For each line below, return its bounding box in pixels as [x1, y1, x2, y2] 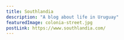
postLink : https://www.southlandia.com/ [6, 25, 106, 31]
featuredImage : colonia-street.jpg [6, 19, 93, 25]
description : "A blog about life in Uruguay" [6, 14, 119, 20]
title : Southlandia [6, 8, 54, 15]
